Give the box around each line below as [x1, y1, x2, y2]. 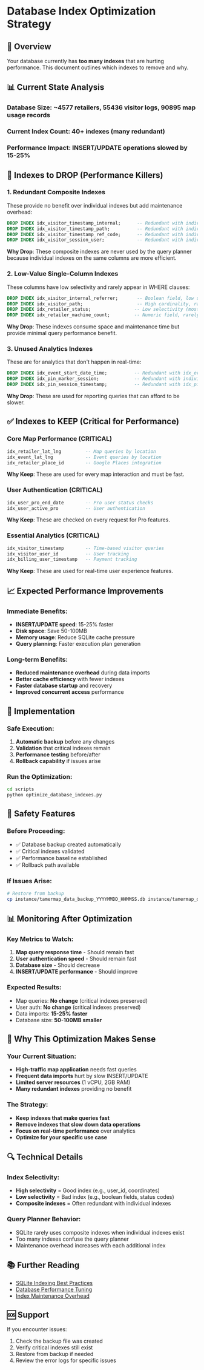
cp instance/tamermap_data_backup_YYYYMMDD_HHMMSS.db [7, 896, 146, 902]
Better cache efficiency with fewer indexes [15, 676, 125, 683]
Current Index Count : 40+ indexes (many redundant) [7, 127, 165, 136]
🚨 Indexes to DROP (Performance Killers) [7, 170, 163, 180]
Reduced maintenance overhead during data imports [15, 669, 150, 676]
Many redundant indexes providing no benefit [15, 1085, 132, 1093]
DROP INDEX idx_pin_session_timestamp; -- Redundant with [7, 381, 181, 388]
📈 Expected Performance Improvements [7, 586, 164, 596]
